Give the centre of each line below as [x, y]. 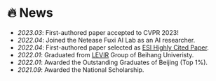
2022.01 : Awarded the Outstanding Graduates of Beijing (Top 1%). [113, 62]
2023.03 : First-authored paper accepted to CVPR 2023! [98, 32]
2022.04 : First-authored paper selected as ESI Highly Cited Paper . [113, 47]
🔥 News [31, 13]
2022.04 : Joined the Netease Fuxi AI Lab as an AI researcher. [106, 40]
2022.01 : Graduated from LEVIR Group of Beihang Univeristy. [106, 54]
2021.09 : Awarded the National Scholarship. [81, 69]
